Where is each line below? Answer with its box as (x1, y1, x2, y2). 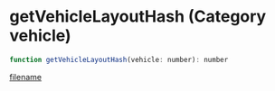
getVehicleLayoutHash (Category (9, 6, 267, 27)
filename (9, 71, 43, 82)
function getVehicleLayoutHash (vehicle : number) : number (9, 55, 229, 64)
